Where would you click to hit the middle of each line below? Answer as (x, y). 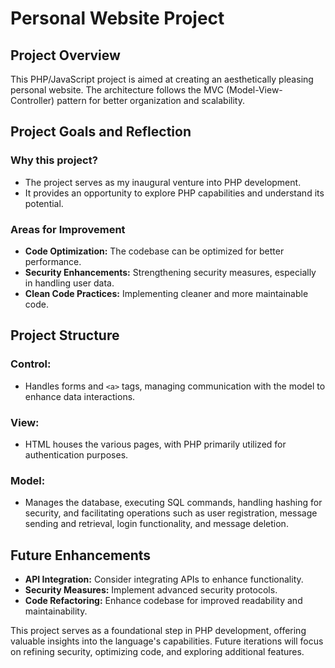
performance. (53, 261)
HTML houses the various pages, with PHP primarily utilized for (155, 444)
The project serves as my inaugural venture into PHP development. (163, 182)
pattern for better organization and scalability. (150, 100)
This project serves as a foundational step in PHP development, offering (158, 631)
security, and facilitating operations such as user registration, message (171, 513)
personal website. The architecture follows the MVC (117, 90)
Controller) (32, 100)
